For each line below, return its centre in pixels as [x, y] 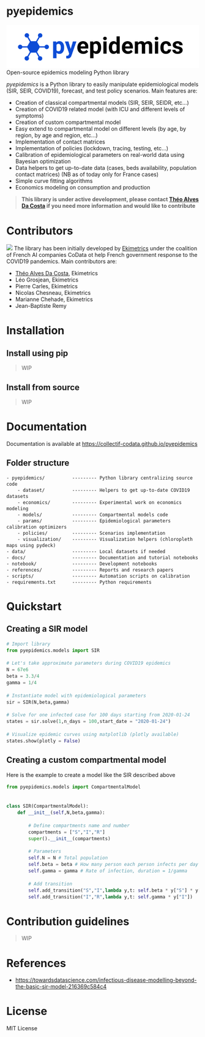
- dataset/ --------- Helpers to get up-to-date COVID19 [104, 490]
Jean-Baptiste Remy [41, 306]
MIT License [22, 1028]
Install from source [43, 387]
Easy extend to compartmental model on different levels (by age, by [101, 129]
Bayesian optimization [43, 161]
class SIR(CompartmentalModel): [47, 806]
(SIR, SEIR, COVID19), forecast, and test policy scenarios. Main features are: [102, 91]
